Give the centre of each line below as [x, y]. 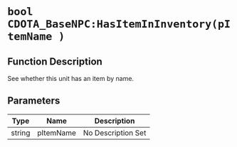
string [21, 133]
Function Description [55, 61]
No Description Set [115, 133]
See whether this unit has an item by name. [70, 78]
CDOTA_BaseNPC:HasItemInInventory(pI [119, 24]
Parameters [34, 101]
